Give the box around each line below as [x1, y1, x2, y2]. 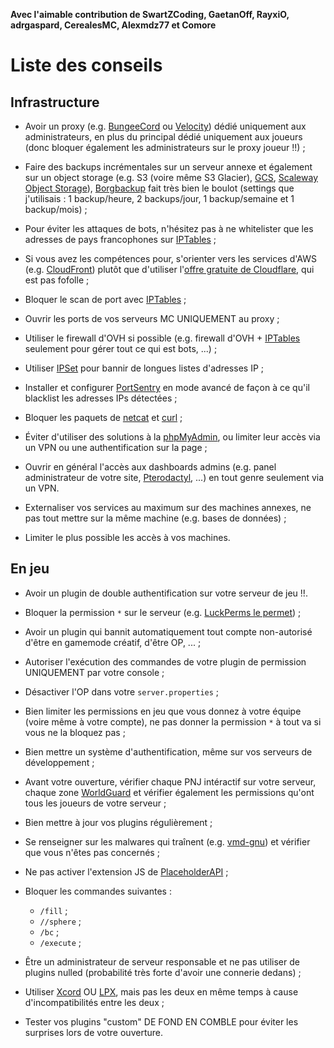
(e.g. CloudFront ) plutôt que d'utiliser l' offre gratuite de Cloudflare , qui [24, 264, 315, 275]
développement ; [24, 756, 95, 768]
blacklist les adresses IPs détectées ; [24, 392, 178, 404]
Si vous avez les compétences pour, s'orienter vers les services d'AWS [24, 253, 317, 264]
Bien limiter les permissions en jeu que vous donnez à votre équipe [24, 705, 302, 717]
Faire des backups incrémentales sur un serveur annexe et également [24, 161, 313, 173]
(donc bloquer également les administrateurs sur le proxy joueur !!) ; [24, 142, 306, 153]
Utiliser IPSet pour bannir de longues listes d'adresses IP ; [24, 362, 264, 374]
